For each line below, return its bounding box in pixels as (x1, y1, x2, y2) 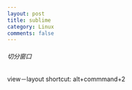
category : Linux (7, 23, 54, 30)
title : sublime (7, 17, 51, 24)
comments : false (7, 29, 54, 37)
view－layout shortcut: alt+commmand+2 (7, 75, 126, 84)
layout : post (7, 10, 45, 17)
